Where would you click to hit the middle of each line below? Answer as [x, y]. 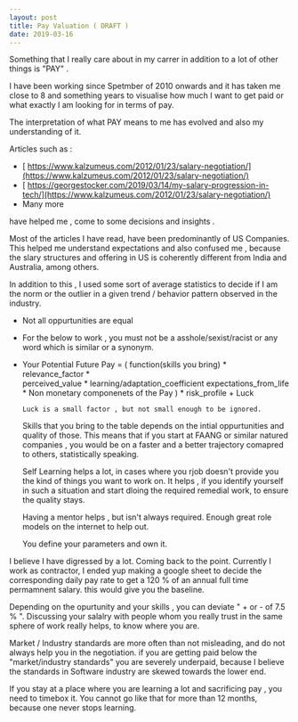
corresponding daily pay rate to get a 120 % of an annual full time [129, 580]
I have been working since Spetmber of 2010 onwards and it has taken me [145, 86]
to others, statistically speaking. [81, 455]
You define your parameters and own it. [94, 544]
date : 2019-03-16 [41, 34]
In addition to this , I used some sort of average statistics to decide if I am [144, 284]
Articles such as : [41, 149]
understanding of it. [45, 132]
